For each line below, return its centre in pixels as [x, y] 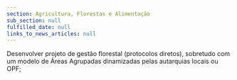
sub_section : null [34, 21]
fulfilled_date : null [39, 27]
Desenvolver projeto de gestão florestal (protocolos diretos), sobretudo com [118, 54]
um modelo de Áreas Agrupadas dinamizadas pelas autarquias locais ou [112, 62]
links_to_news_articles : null [52, 34]
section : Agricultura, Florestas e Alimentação [79, 14]
